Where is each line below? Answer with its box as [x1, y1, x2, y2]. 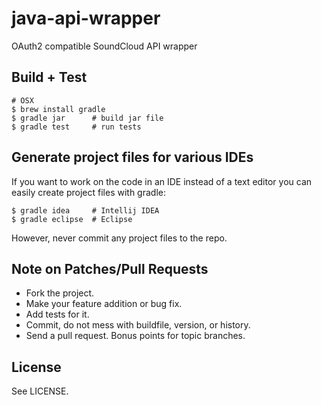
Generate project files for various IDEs [11, 149, 254, 166]
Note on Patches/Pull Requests [11, 260, 209, 277]
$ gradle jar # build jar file [11, 113, 164, 123]
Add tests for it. [25, 308, 90, 321]
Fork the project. [25, 287, 95, 299]
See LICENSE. [11, 385, 69, 397]
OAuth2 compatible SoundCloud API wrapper [11, 40, 198, 52]
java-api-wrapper [11, 7, 161, 30]
